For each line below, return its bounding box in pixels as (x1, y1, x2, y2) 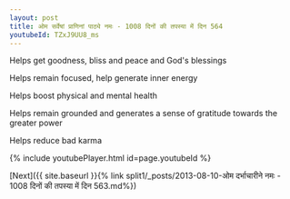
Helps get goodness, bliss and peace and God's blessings (9, 55, 227, 66)
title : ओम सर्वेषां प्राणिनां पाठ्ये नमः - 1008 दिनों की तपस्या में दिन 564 (9, 22, 224, 31)
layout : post (9, 13, 59, 23)
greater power (9, 117, 63, 128)
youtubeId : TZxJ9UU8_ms (9, 30, 100, 39)
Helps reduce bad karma (9, 135, 103, 146)
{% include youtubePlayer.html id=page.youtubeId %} (9, 153, 212, 164)
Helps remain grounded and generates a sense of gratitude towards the (9, 108, 278, 119)
